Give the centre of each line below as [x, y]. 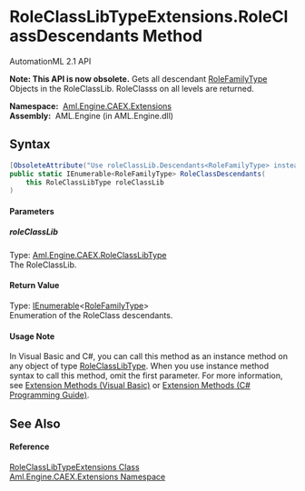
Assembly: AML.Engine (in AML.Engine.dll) [92, 115]
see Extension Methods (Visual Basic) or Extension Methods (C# [130, 386]
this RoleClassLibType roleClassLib [95, 182]
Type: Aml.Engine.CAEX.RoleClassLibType [88, 255]
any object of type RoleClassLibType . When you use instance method [139, 366]
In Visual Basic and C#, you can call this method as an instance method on [149, 356]
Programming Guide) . [49, 395]
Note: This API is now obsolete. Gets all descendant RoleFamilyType [138, 78]
